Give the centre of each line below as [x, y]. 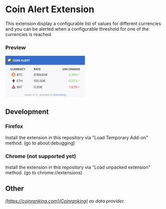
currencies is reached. [29, 34]
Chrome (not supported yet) [41, 156]
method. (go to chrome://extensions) [44, 173]
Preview [16, 47]
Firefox [14, 126]
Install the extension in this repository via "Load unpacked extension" [78, 167]
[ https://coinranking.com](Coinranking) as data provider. [65, 201]
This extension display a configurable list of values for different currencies [83, 23]
